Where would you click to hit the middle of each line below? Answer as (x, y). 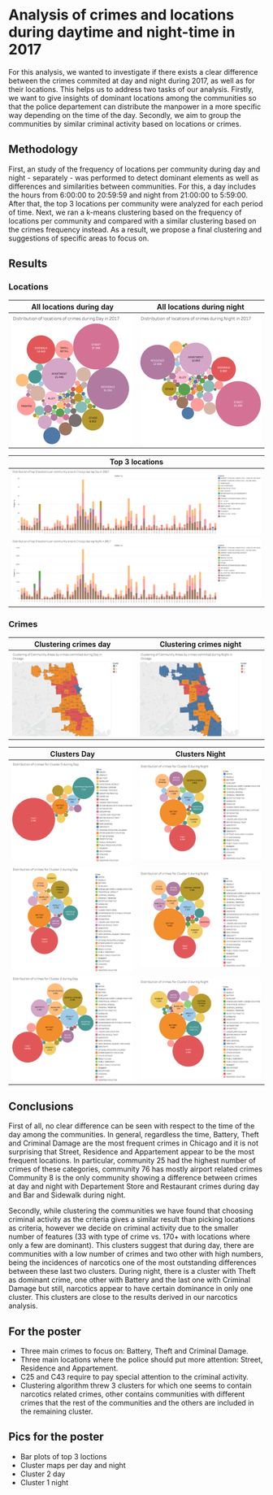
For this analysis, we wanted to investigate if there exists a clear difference (133, 72)
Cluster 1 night (44, 1482)
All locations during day (73, 306)
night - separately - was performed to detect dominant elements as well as (134, 177)
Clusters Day (72, 754)
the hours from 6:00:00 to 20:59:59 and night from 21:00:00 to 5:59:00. (128, 195)
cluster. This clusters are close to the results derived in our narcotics (123, 1297)
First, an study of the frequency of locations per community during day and (134, 169)
